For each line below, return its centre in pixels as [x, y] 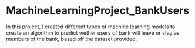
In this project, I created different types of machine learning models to [91, 27]
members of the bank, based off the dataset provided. [72, 39]
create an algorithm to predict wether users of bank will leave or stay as [93, 32]
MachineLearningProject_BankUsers [98, 11]
